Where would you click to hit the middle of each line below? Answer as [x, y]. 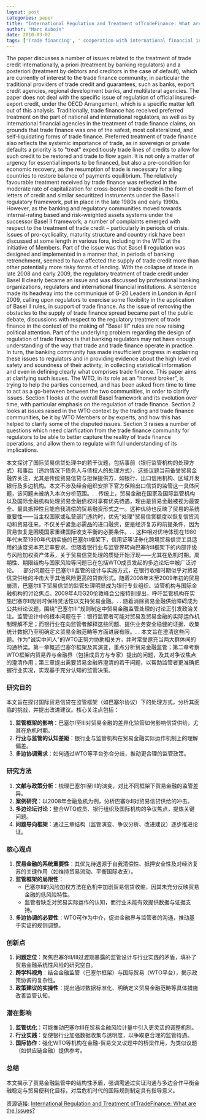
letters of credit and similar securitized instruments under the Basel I [93, 195]
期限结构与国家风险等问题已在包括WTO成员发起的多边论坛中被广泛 [107, 562]
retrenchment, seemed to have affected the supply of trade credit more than [103, 261]
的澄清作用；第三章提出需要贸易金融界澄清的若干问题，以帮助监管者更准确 [100, 662]
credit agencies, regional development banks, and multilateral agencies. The [103, 91]
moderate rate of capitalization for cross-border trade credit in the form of [100, 189]
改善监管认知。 [34, 996]
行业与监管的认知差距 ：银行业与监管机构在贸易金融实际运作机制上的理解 [106, 738]
